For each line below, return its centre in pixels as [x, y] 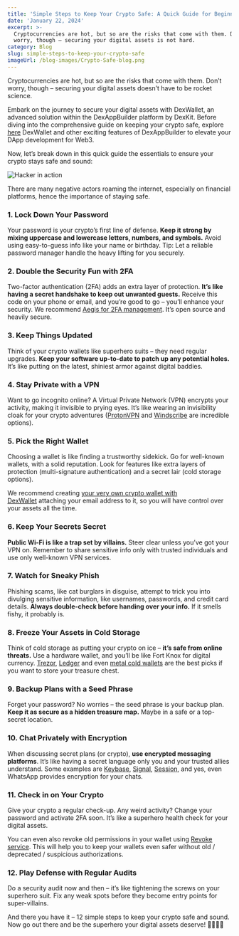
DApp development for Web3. [51, 140]
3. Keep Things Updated [50, 335]
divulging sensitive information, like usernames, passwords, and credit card [118, 599]
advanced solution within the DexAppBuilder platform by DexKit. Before [112, 117]
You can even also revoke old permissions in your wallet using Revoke [110, 839]
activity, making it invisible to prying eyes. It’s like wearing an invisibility [112, 407]
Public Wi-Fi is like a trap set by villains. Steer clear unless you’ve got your [118, 542]
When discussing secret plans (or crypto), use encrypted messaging [109, 753]
